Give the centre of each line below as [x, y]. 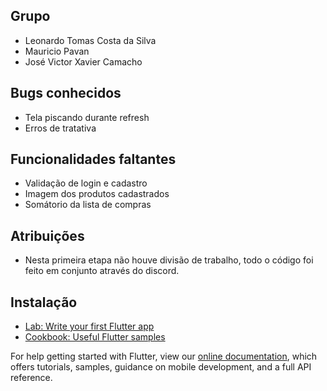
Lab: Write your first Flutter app [89, 326]
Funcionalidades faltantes [93, 159]
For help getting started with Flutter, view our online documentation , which [164, 356]
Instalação [44, 302]
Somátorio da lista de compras [88, 205]
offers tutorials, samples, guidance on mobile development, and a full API [161, 367]
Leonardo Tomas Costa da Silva [90, 40]
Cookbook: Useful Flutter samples [95, 337]
